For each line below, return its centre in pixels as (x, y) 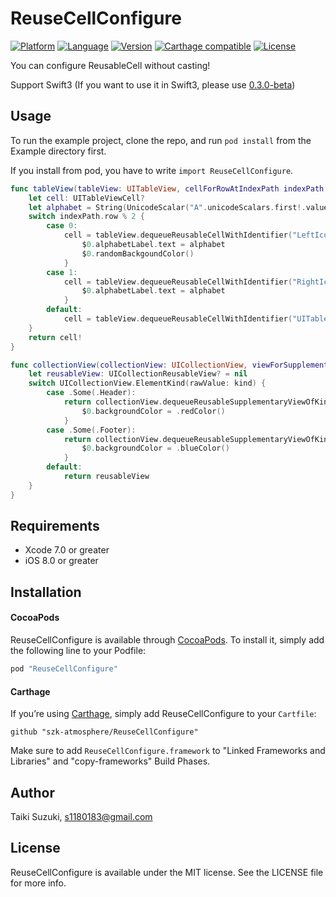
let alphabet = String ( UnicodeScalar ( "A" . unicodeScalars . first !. (167, 207)
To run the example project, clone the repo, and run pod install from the (161, 140)
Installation (46, 592)
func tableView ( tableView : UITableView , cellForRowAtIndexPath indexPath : (169, 188)
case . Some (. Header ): (91, 393)
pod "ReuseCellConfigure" (64, 669)
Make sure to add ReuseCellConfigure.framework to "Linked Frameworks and (168, 751)
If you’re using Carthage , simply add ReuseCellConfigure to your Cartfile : (163, 714)
